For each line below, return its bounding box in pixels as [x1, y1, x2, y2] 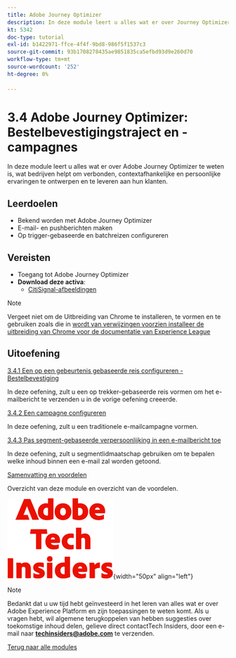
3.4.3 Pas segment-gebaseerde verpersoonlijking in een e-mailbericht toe [7, 436, 221, 444]
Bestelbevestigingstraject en [7, 124, 179, 140]
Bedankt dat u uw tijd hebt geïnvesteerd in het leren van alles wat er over [7, 599, 219, 607]
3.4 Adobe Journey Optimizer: [7, 109, 188, 125]
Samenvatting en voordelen [7, 470, 87, 479]
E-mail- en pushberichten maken [17, 224, 113, 232]
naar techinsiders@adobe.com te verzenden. [20, 629, 155, 638]
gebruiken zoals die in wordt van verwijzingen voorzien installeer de [7, 320, 204, 328]
